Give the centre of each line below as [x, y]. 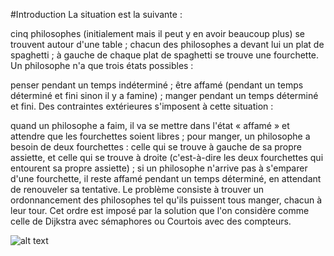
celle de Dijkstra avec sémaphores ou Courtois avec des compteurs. [151, 221]
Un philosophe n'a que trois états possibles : [102, 65]
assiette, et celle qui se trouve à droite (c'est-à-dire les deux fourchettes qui [167, 157]
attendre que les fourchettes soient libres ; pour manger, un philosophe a [160, 136]
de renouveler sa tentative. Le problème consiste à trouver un [137, 189]
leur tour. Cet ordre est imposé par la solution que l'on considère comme [160, 210]
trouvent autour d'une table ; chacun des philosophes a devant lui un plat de [167, 44]
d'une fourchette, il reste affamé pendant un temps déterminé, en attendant [166, 178]
